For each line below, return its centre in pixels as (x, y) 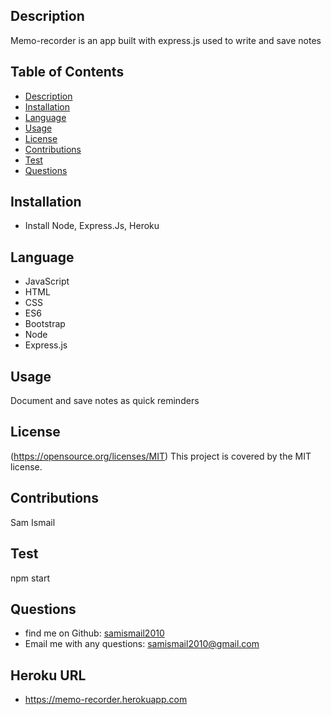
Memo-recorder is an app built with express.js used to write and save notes (166, 40)
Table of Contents (67, 72)
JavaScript (47, 281)
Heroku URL (48, 675)
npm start (30, 578)
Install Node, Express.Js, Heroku (92, 226)
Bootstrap (45, 324)
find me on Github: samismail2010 (94, 633)
